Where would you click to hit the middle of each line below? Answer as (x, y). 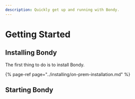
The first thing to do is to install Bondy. (45, 65)
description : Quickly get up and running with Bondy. (62, 10)
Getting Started (38, 34)
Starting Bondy (29, 90)
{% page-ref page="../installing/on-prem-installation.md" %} (68, 74)
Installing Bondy (31, 53)
